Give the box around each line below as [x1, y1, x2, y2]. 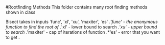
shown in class [5, 9, 36, 15]
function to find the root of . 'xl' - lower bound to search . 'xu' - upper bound [5, 24, 157, 30]
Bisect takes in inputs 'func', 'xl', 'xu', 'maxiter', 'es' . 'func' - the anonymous [5, 19, 158, 24]
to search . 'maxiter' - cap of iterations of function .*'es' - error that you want [5, 29, 160, 35]
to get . [5, 34, 20, 40]
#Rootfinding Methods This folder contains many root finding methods [5, 4, 147, 10]
